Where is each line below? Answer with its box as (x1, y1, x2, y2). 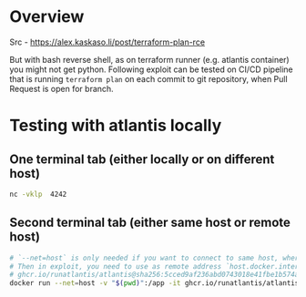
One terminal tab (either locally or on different (9, 151, 275, 167)
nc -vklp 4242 (9, 189, 67, 199)
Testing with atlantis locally (9, 116, 222, 136)
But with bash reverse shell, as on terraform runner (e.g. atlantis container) (9, 54, 290, 65)
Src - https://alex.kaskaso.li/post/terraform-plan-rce (9, 36, 206, 47)
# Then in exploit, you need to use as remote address (9, 261, 222, 271)
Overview (9, 6, 85, 27)
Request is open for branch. (9, 83, 114, 94)
